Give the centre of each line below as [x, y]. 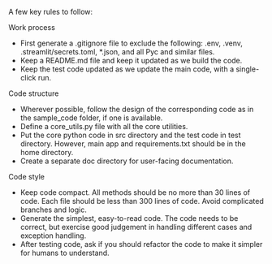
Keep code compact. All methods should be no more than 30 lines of [135, 193]
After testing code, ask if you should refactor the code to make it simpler [141, 244]
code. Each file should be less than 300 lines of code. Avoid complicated [142, 201]
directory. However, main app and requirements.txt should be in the [133, 144]
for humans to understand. [65, 253]
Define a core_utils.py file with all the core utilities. [104, 126]
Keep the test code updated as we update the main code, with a [127, 69]
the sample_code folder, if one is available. [91, 118]
